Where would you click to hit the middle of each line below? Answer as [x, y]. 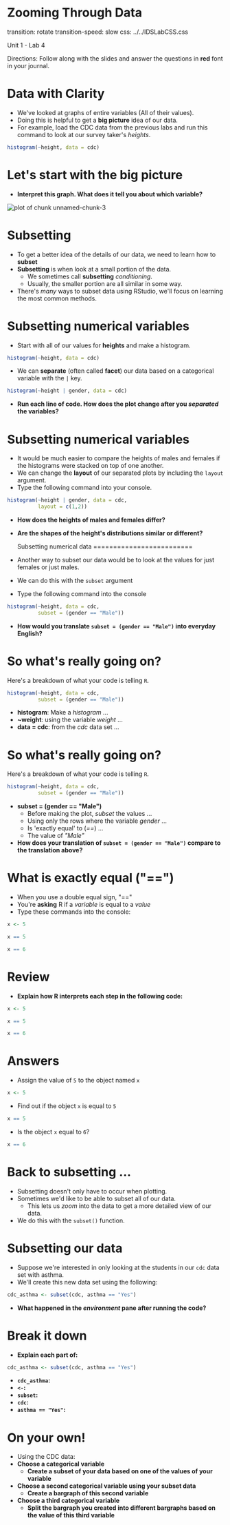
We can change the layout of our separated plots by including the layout [120, 473]
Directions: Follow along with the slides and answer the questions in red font [115, 58]
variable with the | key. [49, 378]
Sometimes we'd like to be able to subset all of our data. [96, 1198]
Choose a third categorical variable [68, 1501]
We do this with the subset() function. [71, 1220]
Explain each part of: [47, 1355]
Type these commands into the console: [74, 912]
